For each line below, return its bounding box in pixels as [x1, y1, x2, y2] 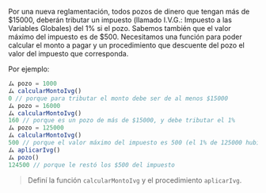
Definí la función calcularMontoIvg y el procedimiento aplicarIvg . [27, 175, 242, 185]
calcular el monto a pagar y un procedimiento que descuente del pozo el [8, 41, 245, 50]
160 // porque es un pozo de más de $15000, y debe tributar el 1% [8, 117, 236, 125]
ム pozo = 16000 [8, 102, 61, 110]
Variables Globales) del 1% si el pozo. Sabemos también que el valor [8, 24, 231, 33]
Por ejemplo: [8, 64, 50, 74]
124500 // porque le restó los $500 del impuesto [8, 160, 176, 169]
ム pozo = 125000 [8, 124, 65, 132]
